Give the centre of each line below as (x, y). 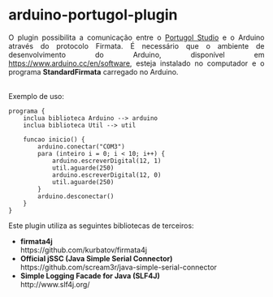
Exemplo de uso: (37, 96)
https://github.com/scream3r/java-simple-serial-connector (119, 267)
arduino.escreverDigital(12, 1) (106, 161)
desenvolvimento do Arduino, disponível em (136, 54)
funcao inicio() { (54, 140)
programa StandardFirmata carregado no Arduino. (93, 71)
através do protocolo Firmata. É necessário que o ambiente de (136, 45)
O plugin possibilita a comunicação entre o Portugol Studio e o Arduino (136, 37)
